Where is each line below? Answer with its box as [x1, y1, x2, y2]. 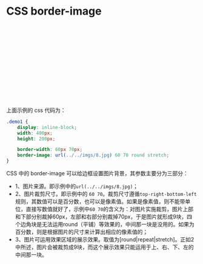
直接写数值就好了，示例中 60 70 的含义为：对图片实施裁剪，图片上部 [25, 206, 194, 213]
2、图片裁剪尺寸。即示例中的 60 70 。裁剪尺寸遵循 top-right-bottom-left [15, 190, 197, 198]
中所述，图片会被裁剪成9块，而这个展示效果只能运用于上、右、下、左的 [15, 243, 194, 251]
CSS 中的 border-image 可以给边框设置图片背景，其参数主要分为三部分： [6, 170, 189, 177]
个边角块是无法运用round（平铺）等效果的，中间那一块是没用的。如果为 [15, 221, 195, 228]
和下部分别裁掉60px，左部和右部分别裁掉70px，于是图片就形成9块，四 [15, 213, 193, 220]
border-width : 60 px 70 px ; [17, 147, 83, 153]
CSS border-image [6, 4, 102, 18]
